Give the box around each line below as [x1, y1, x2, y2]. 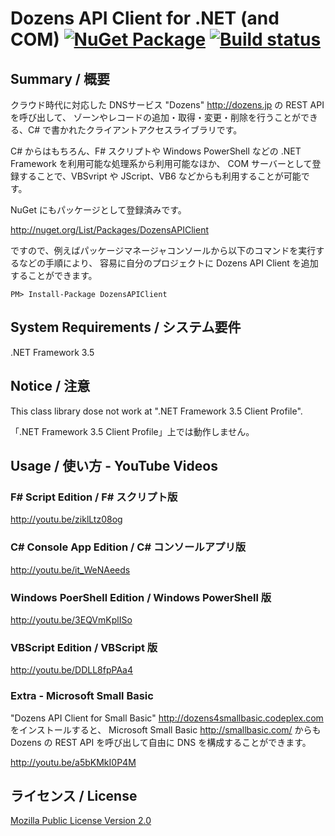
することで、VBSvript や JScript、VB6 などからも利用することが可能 [18, 170, 302, 182]
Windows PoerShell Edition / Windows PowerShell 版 [10, 590, 272, 604]
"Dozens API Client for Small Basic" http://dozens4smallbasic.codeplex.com [10, 712, 324, 724]
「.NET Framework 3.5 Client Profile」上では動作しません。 [10, 425, 255, 437]
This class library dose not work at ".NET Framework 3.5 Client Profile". [10, 405, 303, 417]
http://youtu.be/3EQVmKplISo [10, 613, 133, 626]
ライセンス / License [10, 787, 138, 804]
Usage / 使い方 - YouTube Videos [10, 458, 218, 475]
